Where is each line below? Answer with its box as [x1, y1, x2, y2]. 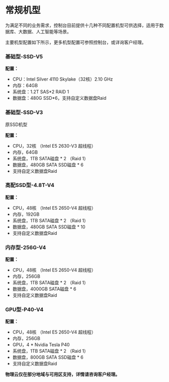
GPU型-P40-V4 [5, 306, 44, 313]
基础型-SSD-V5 [5, 53, 43, 60]
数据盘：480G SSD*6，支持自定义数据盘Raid [12, 95, 107, 101]
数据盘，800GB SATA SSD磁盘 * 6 [12, 354, 84, 360]
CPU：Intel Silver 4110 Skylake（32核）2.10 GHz [12, 76, 113, 82]
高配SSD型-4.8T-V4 [5, 182, 54, 189]
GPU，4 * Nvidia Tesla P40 [12, 342, 70, 348]
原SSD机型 [5, 121, 28, 128]
